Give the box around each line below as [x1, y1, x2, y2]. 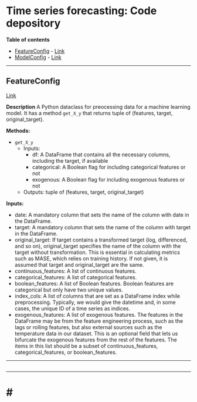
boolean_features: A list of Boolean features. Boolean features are [14, 280, 174, 287]
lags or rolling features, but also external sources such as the [14, 323, 162, 330]
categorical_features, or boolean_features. [14, 349, 117, 356]
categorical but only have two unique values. [14, 286, 123, 293]
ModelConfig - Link [14, 53, 62, 61]
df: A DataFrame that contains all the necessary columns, [32, 151, 171, 158]
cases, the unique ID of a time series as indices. [14, 304, 131, 312]
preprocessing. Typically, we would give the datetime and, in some [14, 299, 176, 306]
